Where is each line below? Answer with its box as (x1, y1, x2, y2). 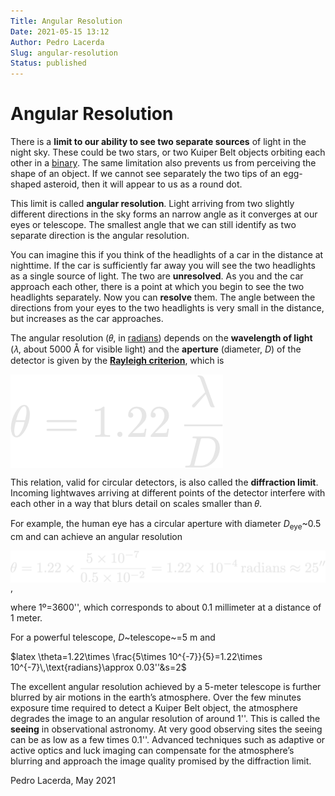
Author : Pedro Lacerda (10, 37, 105, 47)
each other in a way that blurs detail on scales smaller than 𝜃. (10, 498, 262, 510)
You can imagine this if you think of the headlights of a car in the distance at (10, 249, 324, 261)
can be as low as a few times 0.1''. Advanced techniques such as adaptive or (10, 734, 326, 746)
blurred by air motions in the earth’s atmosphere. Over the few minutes (10, 691, 302, 704)
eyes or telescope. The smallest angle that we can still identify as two (10, 219, 297, 231)
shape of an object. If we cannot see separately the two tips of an (10, 168, 282, 180)
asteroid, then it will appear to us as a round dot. (43, 178, 243, 190)
